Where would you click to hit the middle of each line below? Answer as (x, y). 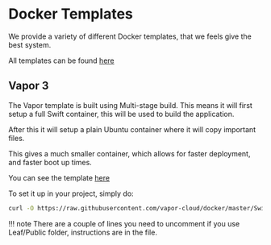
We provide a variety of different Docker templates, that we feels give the (130, 36)
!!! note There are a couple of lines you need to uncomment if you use (124, 223)
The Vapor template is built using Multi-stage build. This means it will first (130, 105)
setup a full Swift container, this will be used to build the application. (121, 114)
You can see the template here (59, 177)
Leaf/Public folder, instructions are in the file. (83, 232)
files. (17, 138)
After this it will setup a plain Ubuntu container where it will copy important (132, 129)
